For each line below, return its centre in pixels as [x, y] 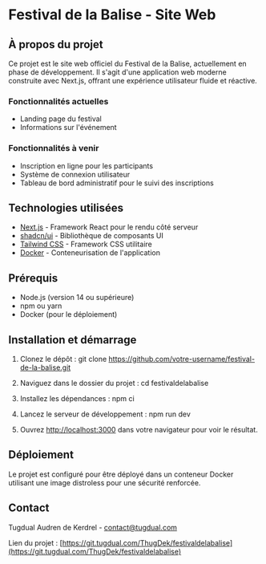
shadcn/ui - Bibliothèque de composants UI [92, 236]
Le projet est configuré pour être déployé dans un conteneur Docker [121, 474]
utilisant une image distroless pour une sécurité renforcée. [105, 482]
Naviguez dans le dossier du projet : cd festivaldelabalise [114, 383]
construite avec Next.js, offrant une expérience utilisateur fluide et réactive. [133, 81]
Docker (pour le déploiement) [69, 314]
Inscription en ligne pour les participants [87, 165]
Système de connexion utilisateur [75, 174]
